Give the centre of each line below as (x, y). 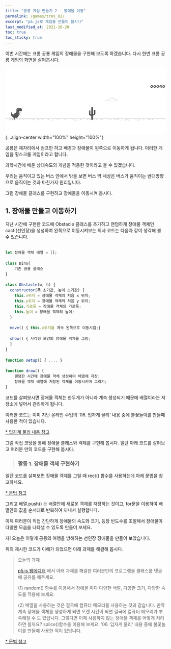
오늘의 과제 (29, 560)
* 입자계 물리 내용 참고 (27, 432)
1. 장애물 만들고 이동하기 (41, 211)
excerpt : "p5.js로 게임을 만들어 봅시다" (45, 21)
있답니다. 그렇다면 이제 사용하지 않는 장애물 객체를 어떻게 (99, 618)
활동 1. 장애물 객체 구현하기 (49, 463)
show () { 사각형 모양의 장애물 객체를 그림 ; (50, 339)
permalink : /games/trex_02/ (35, 16)
